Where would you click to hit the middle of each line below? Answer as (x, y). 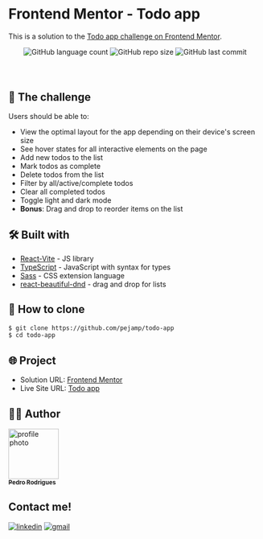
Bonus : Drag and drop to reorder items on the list (101, 208)
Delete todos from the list (62, 175)
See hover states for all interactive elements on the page (113, 149)
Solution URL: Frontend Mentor (71, 380)
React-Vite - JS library (57, 258)
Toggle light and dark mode (66, 200)
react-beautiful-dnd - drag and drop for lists (93, 284)
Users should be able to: (49, 116)
